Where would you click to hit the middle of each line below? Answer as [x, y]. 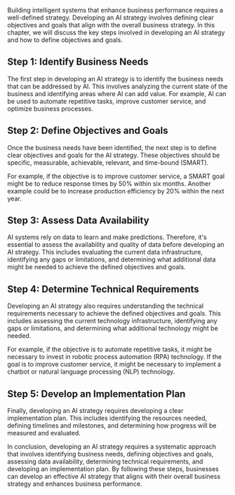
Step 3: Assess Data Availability [78, 221]
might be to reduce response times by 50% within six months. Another [109, 183]
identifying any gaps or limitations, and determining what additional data [112, 259]
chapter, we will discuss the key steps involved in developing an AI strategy [116, 32]
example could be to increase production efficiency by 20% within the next [116, 191]
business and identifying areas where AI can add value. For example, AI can [117, 93]
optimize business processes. [50, 109]
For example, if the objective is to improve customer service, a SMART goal [116, 176]
